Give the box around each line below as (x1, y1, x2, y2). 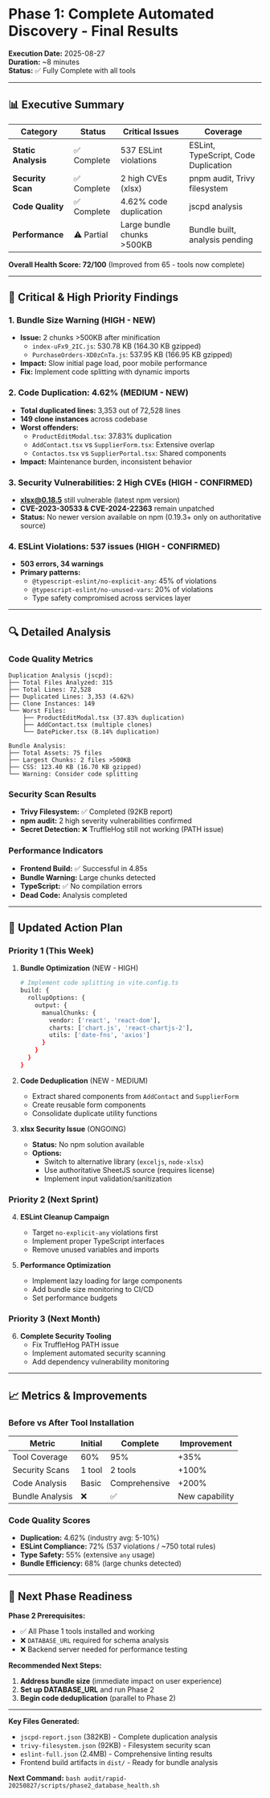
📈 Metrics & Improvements (8, 1389, 147, 1402)
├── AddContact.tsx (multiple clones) (22, 721, 153, 729)
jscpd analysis (188, 200, 243, 212)
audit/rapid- (84, 1775, 127, 1783)
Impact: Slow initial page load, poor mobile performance (19, 359, 207, 368)
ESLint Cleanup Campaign (19, 1212, 110, 1222)
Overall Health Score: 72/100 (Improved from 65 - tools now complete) (8, 259, 245, 269)
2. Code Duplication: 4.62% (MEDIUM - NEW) (8, 387, 189, 398)
